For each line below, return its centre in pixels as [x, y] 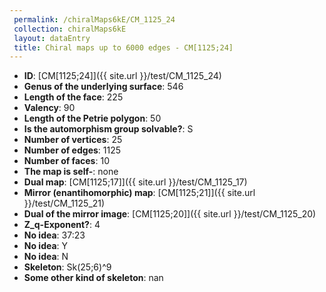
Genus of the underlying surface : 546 [103, 87]
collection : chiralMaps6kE [70, 29]
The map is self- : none [71, 172]
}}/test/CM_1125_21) [64, 203]
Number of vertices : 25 [73, 140]
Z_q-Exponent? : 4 [62, 225]
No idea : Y [46, 246]
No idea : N [46, 257]
